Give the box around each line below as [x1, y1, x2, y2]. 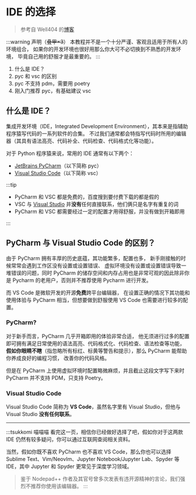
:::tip [6, 181, 17, 188]
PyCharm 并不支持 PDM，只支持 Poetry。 [6, 374, 106, 381]
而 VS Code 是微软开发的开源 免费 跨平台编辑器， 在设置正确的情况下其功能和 [6, 289, 190, 296]
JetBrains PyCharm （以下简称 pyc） [14, 162, 102, 169]
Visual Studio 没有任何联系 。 [6, 411, 75, 418]
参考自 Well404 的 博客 [20, 26, 75, 33]
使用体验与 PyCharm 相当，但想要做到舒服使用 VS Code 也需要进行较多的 [6, 296, 183, 303]
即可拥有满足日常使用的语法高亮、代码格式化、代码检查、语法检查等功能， [6, 340, 185, 347]
